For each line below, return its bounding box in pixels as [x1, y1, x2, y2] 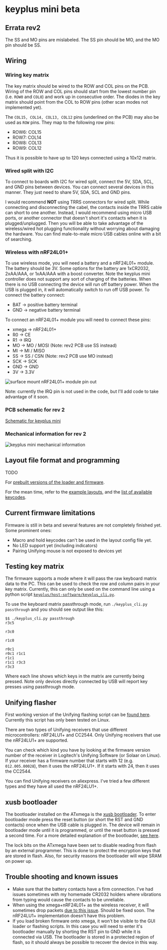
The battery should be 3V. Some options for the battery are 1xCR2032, [5, 266, 150, 272]
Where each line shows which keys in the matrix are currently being [5, 673, 145, 679]
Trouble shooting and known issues [5, 873, 119, 881]
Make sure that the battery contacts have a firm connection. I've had [12, 886, 154, 892]
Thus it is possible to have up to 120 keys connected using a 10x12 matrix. [5, 154, 157, 161]
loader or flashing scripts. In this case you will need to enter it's [12, 923, 143, 929]
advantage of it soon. [5, 394, 49, 400]
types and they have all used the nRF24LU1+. [5, 783, 98, 790]
